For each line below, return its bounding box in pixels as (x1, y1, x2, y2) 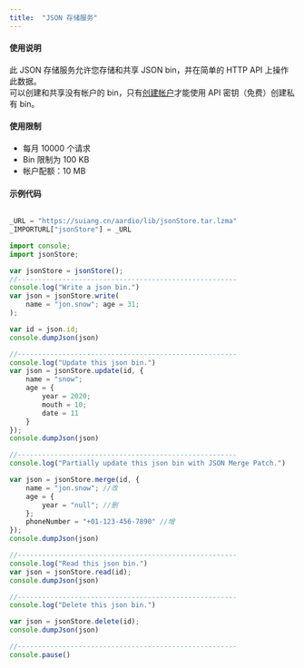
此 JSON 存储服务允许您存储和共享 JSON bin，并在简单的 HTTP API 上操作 (9, 64, 289, 75)
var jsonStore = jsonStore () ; (9, 266, 124, 275)
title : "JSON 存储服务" (9, 13, 98, 23)
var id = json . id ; (9, 324, 79, 334)
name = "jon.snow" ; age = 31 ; (25, 300, 141, 309)
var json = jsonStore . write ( (9, 291, 120, 300)
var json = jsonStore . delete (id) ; (9, 617, 141, 626)
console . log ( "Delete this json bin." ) (9, 601, 156, 610)
